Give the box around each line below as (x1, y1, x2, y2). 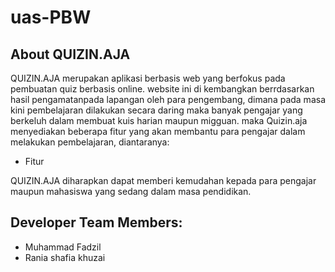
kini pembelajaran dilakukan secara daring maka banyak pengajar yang (10, 104, 303, 116)
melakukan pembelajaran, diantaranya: (10, 136, 170, 148)
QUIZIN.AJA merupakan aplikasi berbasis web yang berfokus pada (10, 72, 286, 84)
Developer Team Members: (10, 214, 183, 231)
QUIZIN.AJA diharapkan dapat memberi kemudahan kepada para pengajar (10, 175, 317, 186)
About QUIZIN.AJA (10, 46, 131, 63)
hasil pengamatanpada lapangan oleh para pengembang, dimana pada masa (10, 94, 326, 105)
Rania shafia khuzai (24, 251, 106, 263)
